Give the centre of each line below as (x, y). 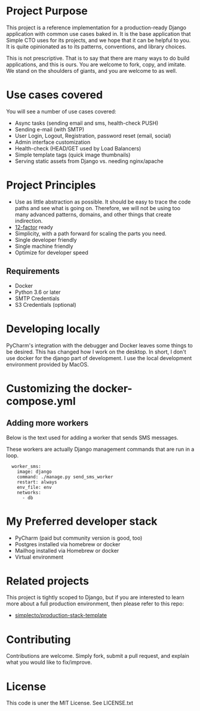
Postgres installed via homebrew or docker (67, 544)
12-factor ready (34, 227)
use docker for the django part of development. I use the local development (99, 358)
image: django (34, 472)
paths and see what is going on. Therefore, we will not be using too (98, 208)
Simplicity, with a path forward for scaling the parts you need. (91, 233)
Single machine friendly (44, 246)
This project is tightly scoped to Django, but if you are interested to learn (96, 598)
